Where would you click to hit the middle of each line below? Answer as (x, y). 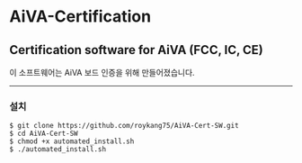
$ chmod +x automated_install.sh (72, 141)
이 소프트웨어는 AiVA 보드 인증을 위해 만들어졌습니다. (102, 72)
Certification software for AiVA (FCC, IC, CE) (136, 50)
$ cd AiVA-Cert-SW (44, 134)
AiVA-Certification (80, 17)
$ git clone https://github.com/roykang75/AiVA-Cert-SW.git (124, 126)
